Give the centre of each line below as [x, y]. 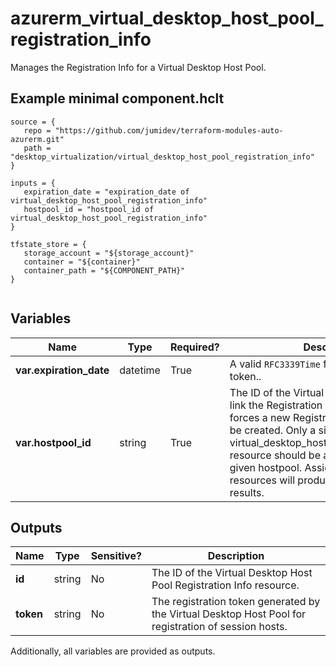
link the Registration [276, 405]
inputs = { [33, 183]
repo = [37, 130]
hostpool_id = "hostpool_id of [89, 209]
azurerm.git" [37, 139]
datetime [140, 370]
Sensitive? [116, 556]
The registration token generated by [236, 602]
